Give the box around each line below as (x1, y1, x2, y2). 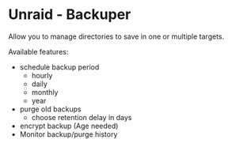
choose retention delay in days (31, 112, 132, 122)
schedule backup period (19, 62, 100, 72)
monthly (31, 87, 59, 96)
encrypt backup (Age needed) (19, 121, 119, 130)
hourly (31, 70, 53, 80)
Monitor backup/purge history (19, 129, 118, 139)
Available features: (8, 47, 69, 56)
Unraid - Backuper (8, 6, 131, 24)
